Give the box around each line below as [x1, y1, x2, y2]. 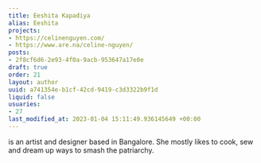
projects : [8, 26, 41, 34]
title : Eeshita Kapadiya [8, 11, 91, 20]
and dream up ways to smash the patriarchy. [8, 145, 154, 155]
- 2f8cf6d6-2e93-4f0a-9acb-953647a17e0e [8, 56, 145, 64]
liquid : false [8, 93, 56, 101]
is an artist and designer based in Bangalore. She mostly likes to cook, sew [8, 137, 254, 146]
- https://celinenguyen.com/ [8, 33, 105, 42]
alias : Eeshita [8, 19, 59, 27]
